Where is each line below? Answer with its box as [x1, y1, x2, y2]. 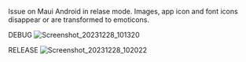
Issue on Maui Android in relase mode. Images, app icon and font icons [8, 7, 238, 16]
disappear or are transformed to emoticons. [8, 15, 149, 24]
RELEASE [8, 46, 39, 54]
